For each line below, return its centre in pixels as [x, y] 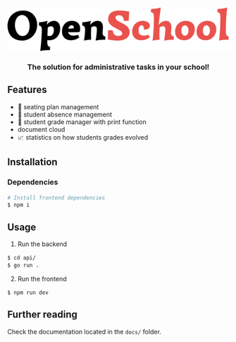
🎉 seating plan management [58, 106]
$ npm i [19, 205]
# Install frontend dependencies [56, 197]
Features [27, 90]
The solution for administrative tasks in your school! [118, 67]
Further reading [42, 315]
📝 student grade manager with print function [82, 122]
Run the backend [42, 244]
